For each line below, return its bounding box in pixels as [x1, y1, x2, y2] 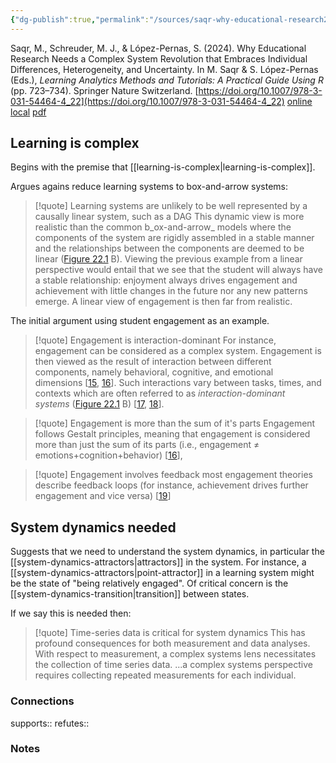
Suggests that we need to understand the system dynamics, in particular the [10, 546, 325, 558]
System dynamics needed [10, 519, 177, 536]
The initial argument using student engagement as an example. [10, 315, 270, 327]
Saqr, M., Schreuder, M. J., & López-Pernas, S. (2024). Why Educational [10, 42, 307, 54]
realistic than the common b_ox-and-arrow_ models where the [34, 221, 292, 233]
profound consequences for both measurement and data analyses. [34, 637, 311, 650]
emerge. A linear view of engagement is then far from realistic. [34, 296, 293, 308]
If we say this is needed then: [10, 607, 132, 620]
